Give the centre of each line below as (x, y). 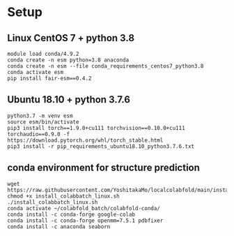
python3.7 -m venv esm (40, 116)
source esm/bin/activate (43, 122)
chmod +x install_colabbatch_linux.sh (63, 196)
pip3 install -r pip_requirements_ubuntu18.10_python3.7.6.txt (101, 146)
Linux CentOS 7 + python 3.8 (71, 38)
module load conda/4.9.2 (43, 54)
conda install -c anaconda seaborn (59, 227)
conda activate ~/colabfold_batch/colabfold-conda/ (84, 208)
